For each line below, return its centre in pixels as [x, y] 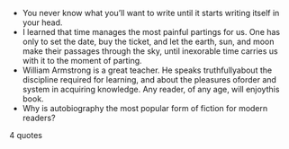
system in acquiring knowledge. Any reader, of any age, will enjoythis [151, 89]
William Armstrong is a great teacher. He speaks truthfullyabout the [147, 70]
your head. [42, 22]
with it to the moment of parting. [82, 61]
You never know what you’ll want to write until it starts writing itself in [151, 13]
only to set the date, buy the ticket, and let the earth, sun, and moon [148, 41]
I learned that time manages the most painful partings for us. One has [151, 32]
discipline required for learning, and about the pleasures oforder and [149, 79]
